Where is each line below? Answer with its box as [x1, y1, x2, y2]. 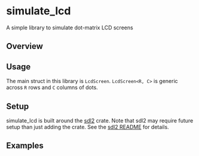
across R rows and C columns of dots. [6, 84, 99, 91]
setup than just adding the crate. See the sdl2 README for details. [6, 123, 169, 130]
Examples [6, 140, 44, 151]
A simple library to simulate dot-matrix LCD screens [6, 24, 133, 31]
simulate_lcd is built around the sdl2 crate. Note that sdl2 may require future [6, 117, 194, 124]
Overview [6, 41, 44, 51]
